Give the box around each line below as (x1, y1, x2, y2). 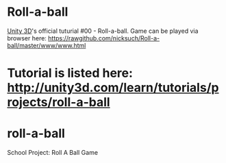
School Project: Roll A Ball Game (7, 149, 98, 157)
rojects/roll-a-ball (7, 95, 111, 110)
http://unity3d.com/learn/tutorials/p (7, 80, 219, 96)
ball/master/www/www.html (7, 41, 86, 49)
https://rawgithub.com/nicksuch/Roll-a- (47, 34, 160, 42)
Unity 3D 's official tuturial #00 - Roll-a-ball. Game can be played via (7, 27, 199, 35)
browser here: (7, 34, 47, 42)
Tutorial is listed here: (7, 66, 134, 81)
